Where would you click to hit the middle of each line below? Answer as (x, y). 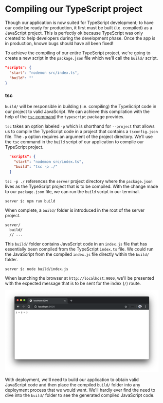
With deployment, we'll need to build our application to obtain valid (72, 380)
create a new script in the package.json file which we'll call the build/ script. (81, 58)
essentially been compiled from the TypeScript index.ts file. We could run (79, 249)
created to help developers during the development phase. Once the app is (80, 38)
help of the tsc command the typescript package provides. (65, 116)
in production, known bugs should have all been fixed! (59, 43)
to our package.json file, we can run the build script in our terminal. (72, 192)
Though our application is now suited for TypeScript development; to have (80, 22)
